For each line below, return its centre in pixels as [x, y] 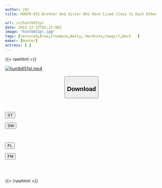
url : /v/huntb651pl [25, 23]
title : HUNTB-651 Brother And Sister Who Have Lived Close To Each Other [81, 14]
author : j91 [17, 9]
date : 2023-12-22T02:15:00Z [33, 27]
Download [81, 89]
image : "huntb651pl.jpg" [30, 32]
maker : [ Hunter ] [21, 41]
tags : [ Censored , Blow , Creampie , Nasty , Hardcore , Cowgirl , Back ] [73, 36]
